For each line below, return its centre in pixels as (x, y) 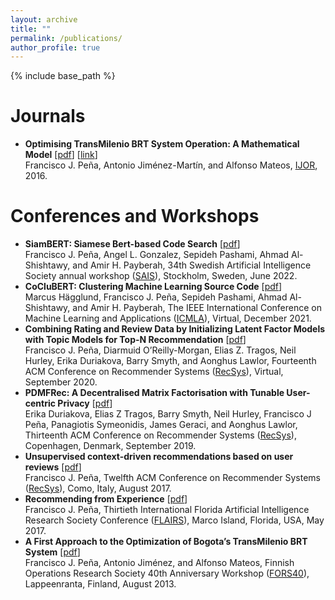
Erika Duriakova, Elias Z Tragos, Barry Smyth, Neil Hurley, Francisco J (168, 414)
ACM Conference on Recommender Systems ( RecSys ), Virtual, (154, 372)
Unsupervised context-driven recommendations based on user (159, 457)
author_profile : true (55, 47)
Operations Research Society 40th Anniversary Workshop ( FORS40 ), (167, 573)
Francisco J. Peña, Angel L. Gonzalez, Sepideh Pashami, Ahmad (157, 255)
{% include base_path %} (63, 76)
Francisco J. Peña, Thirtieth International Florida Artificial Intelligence (167, 510)
